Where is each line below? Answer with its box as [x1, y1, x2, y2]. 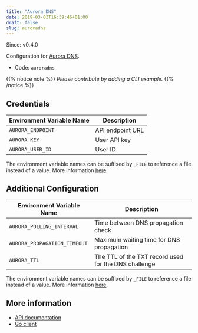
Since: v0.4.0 [6, 41, 38, 48]
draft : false [6, 19, 38, 25]
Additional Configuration [6, 184, 99, 194]
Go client [14, 320, 37, 327]
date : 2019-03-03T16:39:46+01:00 [6, 14, 88, 20]
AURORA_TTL [9, 257, 39, 263]
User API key [95, 136, 131, 144]
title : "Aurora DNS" [6, 8, 57, 15]
